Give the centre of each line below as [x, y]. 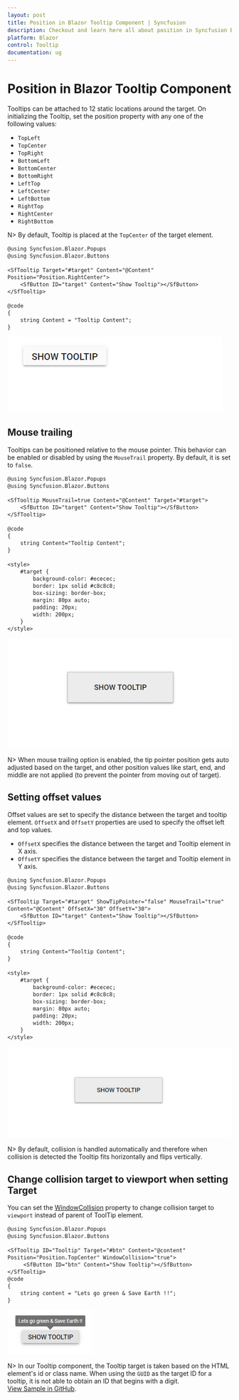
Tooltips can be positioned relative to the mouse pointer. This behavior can [117, 450]
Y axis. [27, 866]
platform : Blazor [33, 38]
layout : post [27, 15]
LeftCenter [34, 191]
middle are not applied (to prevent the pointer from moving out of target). [115, 775]
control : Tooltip [33, 45]
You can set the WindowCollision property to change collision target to [111, 1208]
